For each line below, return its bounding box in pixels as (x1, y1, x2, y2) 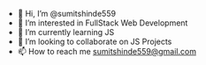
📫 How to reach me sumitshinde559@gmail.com (17, 47, 197, 56)
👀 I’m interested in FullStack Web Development (17, 18, 188, 28)
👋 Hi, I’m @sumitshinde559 (17, 9, 117, 18)
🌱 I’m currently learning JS (17, 27, 115, 37)
